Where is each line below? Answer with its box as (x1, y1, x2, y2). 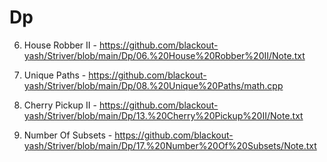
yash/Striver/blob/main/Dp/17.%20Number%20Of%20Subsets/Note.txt (23, 139, 317, 151)
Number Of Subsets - (23, 129, 113, 141)
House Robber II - (23, 39, 97, 51)
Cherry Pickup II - (23, 99, 97, 111)
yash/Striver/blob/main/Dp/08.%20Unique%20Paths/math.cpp (23, 79, 284, 91)
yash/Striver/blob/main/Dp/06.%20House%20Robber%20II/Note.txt (23, 49, 306, 61)
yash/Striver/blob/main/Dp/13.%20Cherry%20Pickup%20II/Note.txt (23, 109, 304, 121)
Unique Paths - (23, 69, 87, 81)
